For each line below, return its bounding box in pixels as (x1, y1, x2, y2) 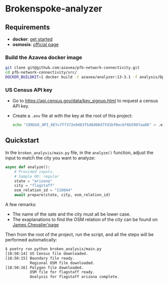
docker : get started (12, 36, 53, 42)
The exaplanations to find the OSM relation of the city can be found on (12, 216, 158, 222)
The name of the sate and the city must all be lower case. (12, 211, 131, 217)
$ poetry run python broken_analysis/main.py (5, 246, 101, 251)
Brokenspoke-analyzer (5, 3, 102, 14)
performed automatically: (5, 237, 57, 243)
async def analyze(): (5, 164, 50, 169)
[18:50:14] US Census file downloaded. (5, 251, 88, 256)
